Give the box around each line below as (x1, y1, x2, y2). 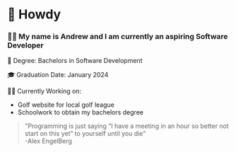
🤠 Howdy (7, 6, 61, 23)
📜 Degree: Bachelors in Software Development (7, 57, 143, 65)
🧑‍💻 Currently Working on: (7, 87, 82, 95)
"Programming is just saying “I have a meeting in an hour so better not (24, 122, 230, 130)
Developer (7, 40, 44, 50)
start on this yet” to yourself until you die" (24, 129, 146, 138)
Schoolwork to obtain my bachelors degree (17, 108, 143, 117)
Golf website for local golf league (17, 100, 114, 109)
